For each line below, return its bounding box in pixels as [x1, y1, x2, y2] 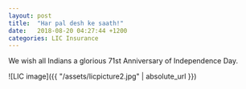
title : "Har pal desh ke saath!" [8, 19, 125, 27]
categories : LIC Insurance [8, 34, 99, 42]
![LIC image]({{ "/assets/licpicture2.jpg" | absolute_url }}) [8, 71, 197, 81]
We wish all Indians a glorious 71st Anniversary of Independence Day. [8, 56, 239, 66]
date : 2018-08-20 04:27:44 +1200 [8, 26, 128, 34]
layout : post [8, 11, 52, 20]
